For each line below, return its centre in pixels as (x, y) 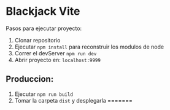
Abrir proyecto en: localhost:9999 (57, 60)
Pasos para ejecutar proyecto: (44, 28)
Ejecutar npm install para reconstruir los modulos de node (89, 47)
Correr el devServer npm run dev (56, 53)
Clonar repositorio (37, 40)
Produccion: (30, 79)
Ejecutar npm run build (44, 94)
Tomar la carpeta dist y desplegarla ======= (73, 100)
